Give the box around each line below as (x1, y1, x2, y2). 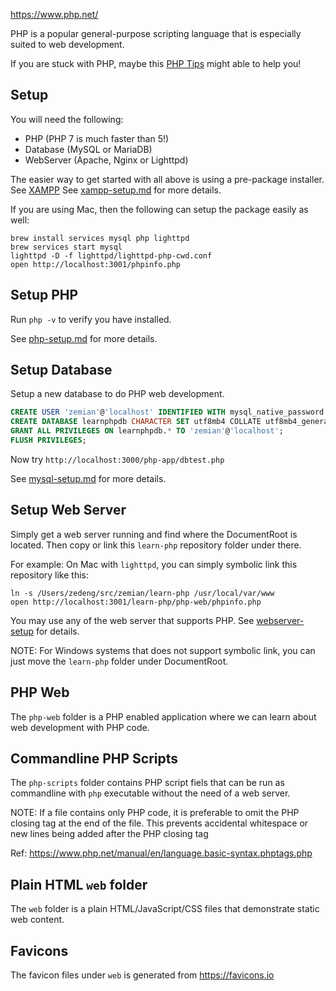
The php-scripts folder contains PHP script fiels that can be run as (10, 777, 285, 789)
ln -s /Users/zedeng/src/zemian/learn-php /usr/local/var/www (10, 588, 275, 598)
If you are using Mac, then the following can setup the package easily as (10, 203, 309, 215)
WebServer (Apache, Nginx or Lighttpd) (24, 154, 189, 166)
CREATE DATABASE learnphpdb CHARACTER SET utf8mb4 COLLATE (10, 417, 262, 427)
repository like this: (10, 569, 90, 581)
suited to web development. (10, 39, 125, 50)
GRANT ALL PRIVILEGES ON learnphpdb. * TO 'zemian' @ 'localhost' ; (10, 426, 284, 436)
